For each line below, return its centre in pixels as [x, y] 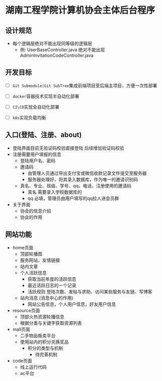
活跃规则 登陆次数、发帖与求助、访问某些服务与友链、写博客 [90, 292]
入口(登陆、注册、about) [44, 135]
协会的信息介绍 [35, 211]
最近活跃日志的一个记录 [52, 285]
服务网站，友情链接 [40, 260]
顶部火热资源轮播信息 [42, 317]
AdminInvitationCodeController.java [57, 55]
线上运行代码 [33, 367]
